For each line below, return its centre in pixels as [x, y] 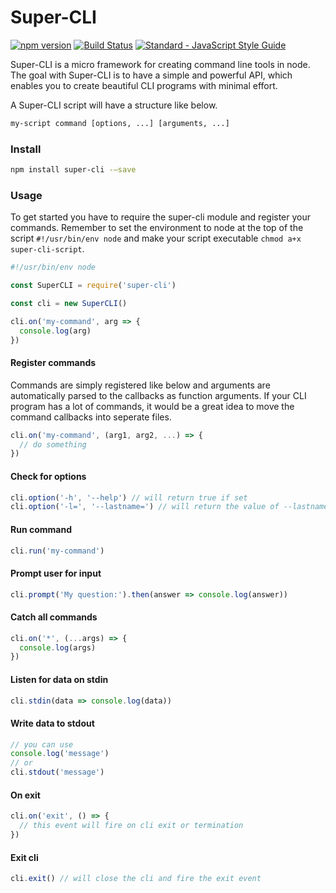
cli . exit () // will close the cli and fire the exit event [136, 879]
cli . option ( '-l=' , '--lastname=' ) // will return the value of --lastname [169, 507]
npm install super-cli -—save [73, 170]
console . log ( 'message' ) [60, 754]
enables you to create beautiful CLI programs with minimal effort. [144, 85]
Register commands [53, 363]
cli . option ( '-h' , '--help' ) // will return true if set [129, 497]
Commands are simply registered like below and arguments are [140, 385]
